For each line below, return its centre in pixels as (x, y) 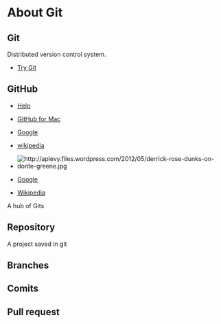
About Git (35, 13)
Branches (28, 265)
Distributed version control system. (57, 54)
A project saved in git (37, 244)
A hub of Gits (26, 205)
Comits (23, 289)
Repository (31, 227)
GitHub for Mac (39, 119)
